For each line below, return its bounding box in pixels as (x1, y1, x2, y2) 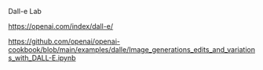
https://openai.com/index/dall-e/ (8, 22, 114, 30)
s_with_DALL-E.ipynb (8, 54, 76, 62)
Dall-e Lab (8, 7, 42, 16)
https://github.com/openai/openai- (8, 37, 120, 46)
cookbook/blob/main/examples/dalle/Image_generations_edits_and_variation (8, 45, 255, 54)
